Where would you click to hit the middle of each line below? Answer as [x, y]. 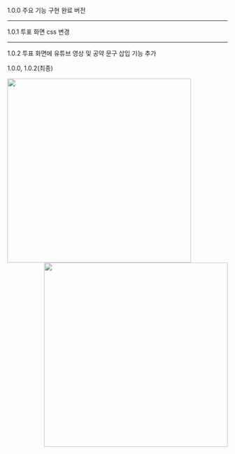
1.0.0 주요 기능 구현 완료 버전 [47, 10]
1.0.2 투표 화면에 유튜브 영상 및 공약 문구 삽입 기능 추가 [82, 53]
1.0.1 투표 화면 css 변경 [38, 32]
